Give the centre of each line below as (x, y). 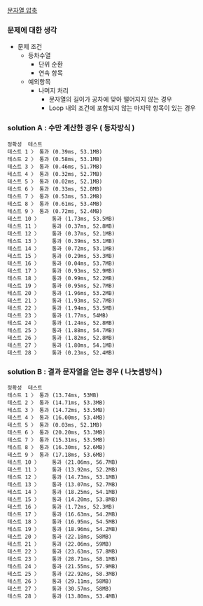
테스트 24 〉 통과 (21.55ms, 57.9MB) (63, 566)
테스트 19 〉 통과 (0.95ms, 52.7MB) (61, 286)
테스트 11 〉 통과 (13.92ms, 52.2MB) (63, 469)
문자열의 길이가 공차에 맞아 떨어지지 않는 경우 (111, 99)
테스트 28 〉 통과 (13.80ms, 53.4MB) (63, 596)
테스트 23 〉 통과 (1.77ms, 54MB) (58, 315)
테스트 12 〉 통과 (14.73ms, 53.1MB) (63, 477)
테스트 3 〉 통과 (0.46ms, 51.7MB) (55, 167)
